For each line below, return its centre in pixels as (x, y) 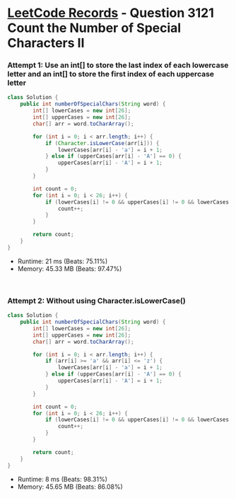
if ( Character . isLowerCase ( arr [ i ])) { (102, 143)
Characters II (46, 43)
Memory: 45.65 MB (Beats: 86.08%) (70, 487)
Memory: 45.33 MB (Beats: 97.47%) (70, 268)
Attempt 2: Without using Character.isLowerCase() (96, 301)
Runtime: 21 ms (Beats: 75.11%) (63, 261)
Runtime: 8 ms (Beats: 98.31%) (63, 479)
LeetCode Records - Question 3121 (111, 13)
